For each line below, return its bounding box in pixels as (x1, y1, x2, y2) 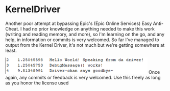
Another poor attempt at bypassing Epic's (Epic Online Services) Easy (5, 20, 152, 26)
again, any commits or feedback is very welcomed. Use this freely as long (5, 74, 161, 80)
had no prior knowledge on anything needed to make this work (22, 25, 155, 32)
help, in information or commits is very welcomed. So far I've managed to (5, 37, 159, 43)
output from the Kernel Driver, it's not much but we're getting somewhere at (5, 42, 165, 48)
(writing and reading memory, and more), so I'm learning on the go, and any (5, 31, 165, 37)
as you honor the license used (5, 80, 69, 86)
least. (5, 47, 17, 53)
